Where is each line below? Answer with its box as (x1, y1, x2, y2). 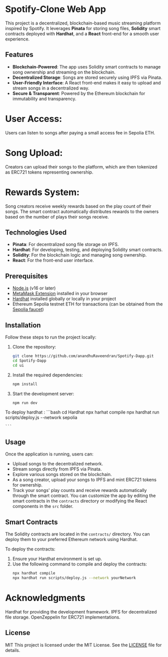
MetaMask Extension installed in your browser (12, 290, 108, 296)
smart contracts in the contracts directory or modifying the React (12, 498, 147, 504)
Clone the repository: (12, 344, 56, 349)
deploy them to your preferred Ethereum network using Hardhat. (5, 536, 138, 542)
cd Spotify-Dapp (12, 358, 46, 363)
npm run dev (12, 400, 37, 405)
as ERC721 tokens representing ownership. (5, 169, 93, 175)
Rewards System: (5, 186, 80, 198)
